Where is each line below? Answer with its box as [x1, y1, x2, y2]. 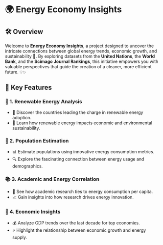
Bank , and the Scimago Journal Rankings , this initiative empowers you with [5, 58, 159, 64]
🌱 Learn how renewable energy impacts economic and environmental [12, 120, 153, 126]
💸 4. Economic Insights [5, 208, 61, 215]
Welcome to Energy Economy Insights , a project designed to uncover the [5, 43, 154, 49]
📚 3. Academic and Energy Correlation [5, 175, 99, 182]
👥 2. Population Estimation [5, 137, 69, 144]
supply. [12, 234, 27, 240]
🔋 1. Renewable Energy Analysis [5, 98, 82, 105]
